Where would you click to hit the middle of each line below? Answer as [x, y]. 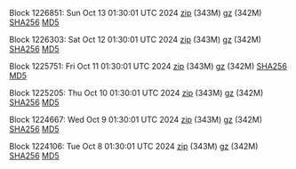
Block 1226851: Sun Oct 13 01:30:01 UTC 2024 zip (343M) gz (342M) [136, 13]
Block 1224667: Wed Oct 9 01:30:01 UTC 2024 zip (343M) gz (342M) [136, 120]
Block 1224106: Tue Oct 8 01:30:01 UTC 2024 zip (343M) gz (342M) [134, 146]
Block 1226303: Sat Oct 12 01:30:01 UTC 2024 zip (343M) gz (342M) [136, 40]
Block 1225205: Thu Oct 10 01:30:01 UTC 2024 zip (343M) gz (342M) [136, 93]
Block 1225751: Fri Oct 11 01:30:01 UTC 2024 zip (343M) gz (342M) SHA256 [148, 66]
